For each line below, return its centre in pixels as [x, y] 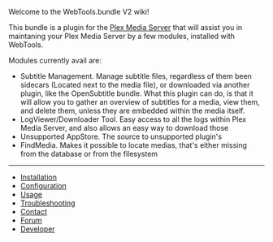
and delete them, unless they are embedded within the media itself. [132, 110]
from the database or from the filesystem [89, 154]
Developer [37, 229]
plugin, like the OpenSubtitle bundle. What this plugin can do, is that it [136, 93]
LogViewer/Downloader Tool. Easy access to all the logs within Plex [133, 119]
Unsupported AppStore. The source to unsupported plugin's [121, 136]
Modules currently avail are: [55, 61]
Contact [33, 212]
